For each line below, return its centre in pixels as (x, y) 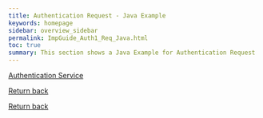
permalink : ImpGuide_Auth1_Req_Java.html (78, 38)
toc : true (25, 45)
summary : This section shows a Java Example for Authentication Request (132, 53)
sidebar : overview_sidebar (53, 30)
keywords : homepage (41, 23)
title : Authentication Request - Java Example (87, 16)
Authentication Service (46, 75)
